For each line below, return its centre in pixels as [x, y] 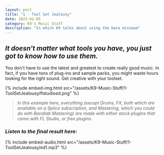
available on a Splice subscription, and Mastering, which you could [86, 108]
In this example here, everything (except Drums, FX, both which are [86, 103]
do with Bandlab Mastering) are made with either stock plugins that [86, 113]
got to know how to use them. [52, 56]
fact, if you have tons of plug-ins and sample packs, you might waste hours [82, 73]
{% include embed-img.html [34, 88]
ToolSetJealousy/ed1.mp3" [33, 148]
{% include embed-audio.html [36, 142]
